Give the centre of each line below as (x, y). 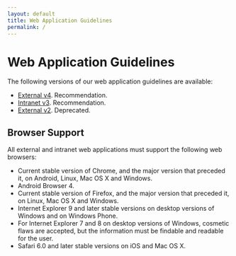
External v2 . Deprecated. (54, 110)
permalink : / (27, 27)
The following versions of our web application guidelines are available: (110, 81)
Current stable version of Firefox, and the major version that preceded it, (123, 193)
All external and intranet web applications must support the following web (115, 150)
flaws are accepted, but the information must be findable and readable (120, 231)
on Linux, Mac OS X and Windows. (68, 201)
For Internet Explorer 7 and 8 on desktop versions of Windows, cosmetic (123, 223)
